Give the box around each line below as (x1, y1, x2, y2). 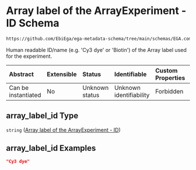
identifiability (114, 91, 150, 99)
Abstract (9, 70, 34, 78)
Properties (155, 74, 185, 82)
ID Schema (6, 16, 60, 30)
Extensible (46, 70, 77, 78)
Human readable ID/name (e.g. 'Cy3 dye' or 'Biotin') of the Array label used (6, 46, 187, 53)
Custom (155, 66, 178, 74)
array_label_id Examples (6, 143, 96, 153)
